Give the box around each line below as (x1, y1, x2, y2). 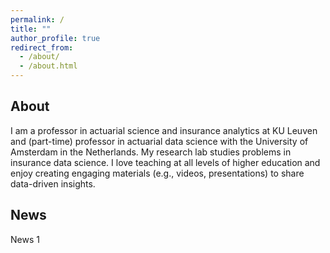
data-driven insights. (10, 177, 96, 190)
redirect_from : (10, 42, 74, 53)
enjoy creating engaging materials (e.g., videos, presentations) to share (10, 167, 305, 179)
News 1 (10, 233, 40, 245)
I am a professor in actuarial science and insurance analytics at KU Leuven (10, 124, 318, 136)
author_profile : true (10, 33, 101, 43)
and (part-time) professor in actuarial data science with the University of (10, 135, 309, 147)
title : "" (10, 24, 52, 34)
